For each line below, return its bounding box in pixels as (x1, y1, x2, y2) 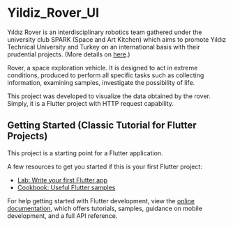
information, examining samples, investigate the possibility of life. (7, 78, 195, 86)
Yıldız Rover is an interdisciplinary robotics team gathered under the (7, 28, 202, 36)
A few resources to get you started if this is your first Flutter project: (7, 162, 202, 171)
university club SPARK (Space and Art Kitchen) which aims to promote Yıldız (7, 35, 227, 43)
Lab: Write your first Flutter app (17, 175, 108, 184)
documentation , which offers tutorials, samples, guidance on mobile (7, 204, 202, 212)
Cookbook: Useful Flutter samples (17, 183, 116, 191)
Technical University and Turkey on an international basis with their (7, 42, 200, 51)
